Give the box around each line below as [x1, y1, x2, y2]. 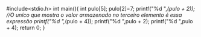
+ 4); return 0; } [6, 24, 45, 31]
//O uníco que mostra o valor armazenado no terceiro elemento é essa [6, 11, 182, 18]
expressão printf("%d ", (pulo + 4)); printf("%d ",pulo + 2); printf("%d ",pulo [6, 18, 193, 24]
